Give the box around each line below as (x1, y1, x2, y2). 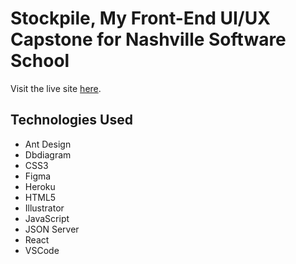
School (10, 50, 70, 72)
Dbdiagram (24, 148, 72, 161)
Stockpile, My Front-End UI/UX (10, 7, 271, 30)
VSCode (24, 244, 60, 256)
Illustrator (24, 202, 65, 214)
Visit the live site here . (10, 82, 102, 94)
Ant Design (24, 138, 72, 150)
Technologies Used (10, 112, 133, 129)
